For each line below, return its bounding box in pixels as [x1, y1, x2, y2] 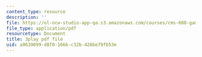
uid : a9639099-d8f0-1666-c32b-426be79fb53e [6, 42, 117, 48]
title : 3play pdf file [6, 36, 63, 42]
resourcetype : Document [6, 31, 66, 37]
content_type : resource [6, 8, 66, 15]
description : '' [6, 14, 47, 20]
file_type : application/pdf [6, 25, 77, 31]
